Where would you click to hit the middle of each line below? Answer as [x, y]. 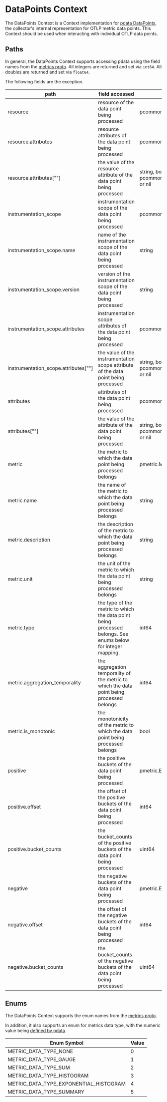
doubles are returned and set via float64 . [48, 72]
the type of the [115, 602]
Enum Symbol [67, 1043]
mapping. [109, 652]
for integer [110, 646]
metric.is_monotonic [32, 731]
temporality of [114, 673]
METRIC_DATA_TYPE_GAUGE [42, 1059]
